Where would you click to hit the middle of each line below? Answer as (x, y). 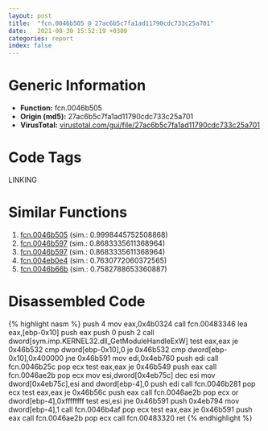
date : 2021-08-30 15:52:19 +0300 (68, 31)
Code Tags (45, 157)
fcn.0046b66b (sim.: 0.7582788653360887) (93, 269)
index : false (30, 46)
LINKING (23, 180)
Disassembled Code (77, 302)
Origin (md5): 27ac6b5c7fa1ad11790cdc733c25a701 (107, 117)
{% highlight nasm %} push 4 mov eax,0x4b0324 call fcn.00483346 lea (128, 324)
